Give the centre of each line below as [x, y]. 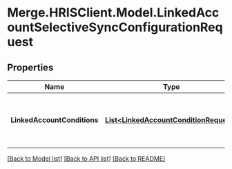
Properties [30, 67]
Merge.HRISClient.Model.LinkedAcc [113, 13]
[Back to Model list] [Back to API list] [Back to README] [86, 159]
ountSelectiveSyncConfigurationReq [115, 27]
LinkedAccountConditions [55, 120]
